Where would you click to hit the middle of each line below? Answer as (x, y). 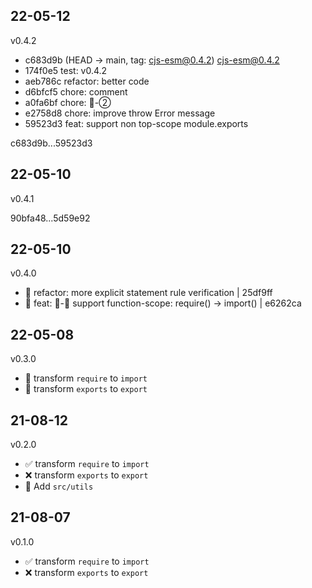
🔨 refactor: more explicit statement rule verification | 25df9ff (148, 293)
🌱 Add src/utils (59, 486)
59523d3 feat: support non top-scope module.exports (136, 123)
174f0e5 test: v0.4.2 (66, 70)
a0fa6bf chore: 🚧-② (68, 102)
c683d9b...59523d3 (51, 143)
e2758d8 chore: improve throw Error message (120, 113)
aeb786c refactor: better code (87, 81)
